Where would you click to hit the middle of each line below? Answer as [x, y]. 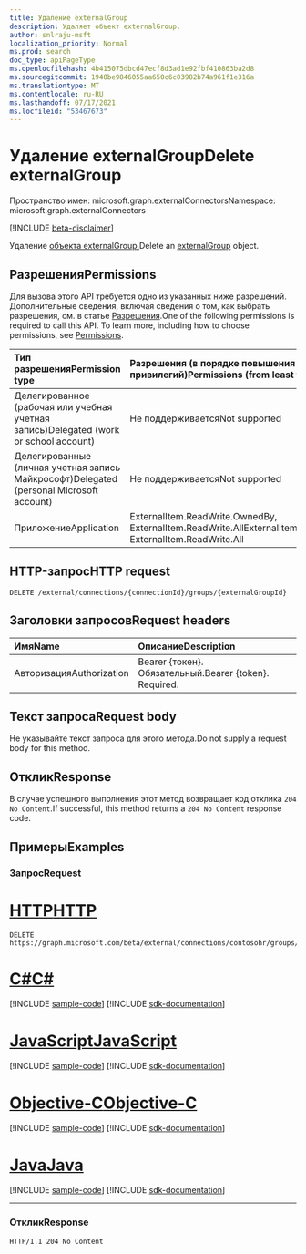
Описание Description [187, 646]
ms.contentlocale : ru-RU [56, 94]
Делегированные [53, 456]
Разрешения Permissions [83, 274]
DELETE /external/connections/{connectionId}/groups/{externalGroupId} [148, 592]
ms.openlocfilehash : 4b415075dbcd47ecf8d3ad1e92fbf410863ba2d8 [132, 69]
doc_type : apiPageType [52, 60]
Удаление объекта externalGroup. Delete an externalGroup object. [134, 246]
